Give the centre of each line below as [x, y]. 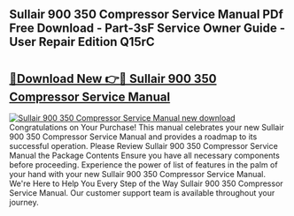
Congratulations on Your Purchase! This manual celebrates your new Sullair [147, 127]
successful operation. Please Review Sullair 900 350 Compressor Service [144, 146]
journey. [24, 202]
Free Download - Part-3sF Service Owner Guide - [147, 29]
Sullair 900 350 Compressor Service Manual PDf [146, 15]
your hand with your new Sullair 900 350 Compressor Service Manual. [137, 174]
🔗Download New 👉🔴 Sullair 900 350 [113, 78]
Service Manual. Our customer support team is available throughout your [142, 193]
